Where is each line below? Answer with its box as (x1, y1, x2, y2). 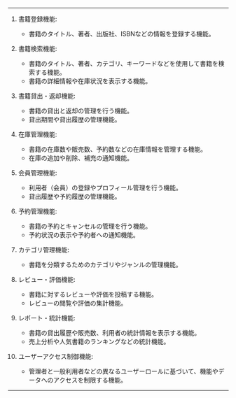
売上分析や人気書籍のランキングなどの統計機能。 (28, 337, 170, 346)
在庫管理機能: (18, 130, 57, 138)
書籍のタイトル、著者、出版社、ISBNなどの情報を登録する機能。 (28, 29, 216, 38)
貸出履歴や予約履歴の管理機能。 (28, 192, 121, 200)
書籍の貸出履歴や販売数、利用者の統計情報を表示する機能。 (28, 329, 201, 336)
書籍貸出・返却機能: (18, 92, 76, 100)
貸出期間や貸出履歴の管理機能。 (28, 115, 121, 123)
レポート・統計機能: (18, 314, 76, 322)
